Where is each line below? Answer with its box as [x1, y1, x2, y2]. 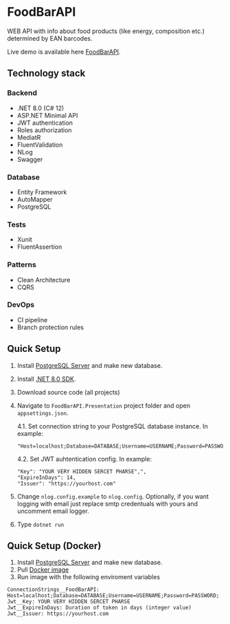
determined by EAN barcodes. [7, 34, 93, 42]
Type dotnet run [16, 520, 65, 528]
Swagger [16, 155, 43, 163]
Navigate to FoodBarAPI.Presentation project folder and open [16, 401, 191, 410]
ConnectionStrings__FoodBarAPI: [7, 586, 100, 593]
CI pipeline [16, 315, 48, 324]
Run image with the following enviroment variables [16, 573, 160, 581]
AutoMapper [16, 195, 53, 203]
